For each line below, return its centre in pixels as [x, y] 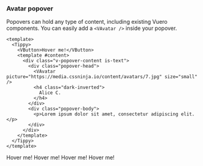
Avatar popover [30, 9]
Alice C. [50, 93]
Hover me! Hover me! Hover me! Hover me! [60, 157]
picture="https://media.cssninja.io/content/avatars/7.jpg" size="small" [102, 77]
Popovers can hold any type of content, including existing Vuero [87, 22]
